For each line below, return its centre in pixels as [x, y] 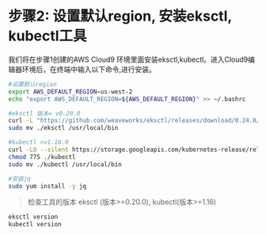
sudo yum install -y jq [47, 186]
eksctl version [33, 217]
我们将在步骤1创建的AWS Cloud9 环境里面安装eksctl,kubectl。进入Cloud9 [128, 59]
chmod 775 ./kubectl [42, 157]
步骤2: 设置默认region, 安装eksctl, [120, 16]
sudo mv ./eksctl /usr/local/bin [63, 128]
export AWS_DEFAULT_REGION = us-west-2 [70, 92]
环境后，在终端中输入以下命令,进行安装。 [89, 69]
